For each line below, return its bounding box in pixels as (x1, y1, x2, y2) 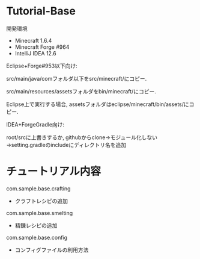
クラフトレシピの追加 (14, 197, 68, 204)
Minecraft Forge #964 (14, 43, 70, 51)
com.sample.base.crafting (6, 185, 71, 192)
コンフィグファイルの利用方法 (14, 246, 89, 254)
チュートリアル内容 (6, 164, 101, 178)
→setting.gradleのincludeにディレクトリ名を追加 (6, 141, 127, 148)
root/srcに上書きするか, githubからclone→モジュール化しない (6, 134, 158, 141)
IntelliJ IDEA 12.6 (14, 49, 57, 57)
